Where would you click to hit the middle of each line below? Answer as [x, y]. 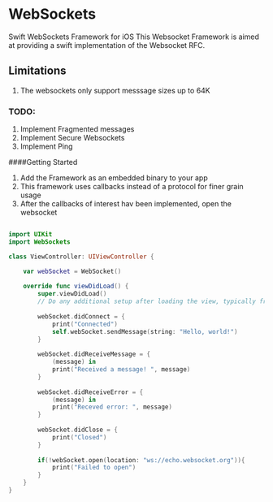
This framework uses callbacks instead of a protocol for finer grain [132, 187]
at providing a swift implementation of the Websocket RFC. [107, 45]
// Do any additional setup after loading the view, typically [147, 301]
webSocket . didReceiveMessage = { [94, 354]
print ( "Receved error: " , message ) [112, 407]
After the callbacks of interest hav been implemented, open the [126, 204]
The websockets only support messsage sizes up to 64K [115, 90]
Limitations [37, 71]
